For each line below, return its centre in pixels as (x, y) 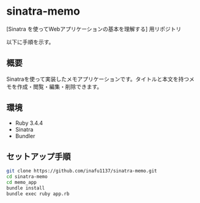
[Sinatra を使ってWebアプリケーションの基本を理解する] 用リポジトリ (94, 29)
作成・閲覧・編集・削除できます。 (60, 86)
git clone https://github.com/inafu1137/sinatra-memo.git (82, 171)
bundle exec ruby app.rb (38, 194)
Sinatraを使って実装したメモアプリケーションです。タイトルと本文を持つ (98, 79)
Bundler (25, 136)
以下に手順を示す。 (30, 42)
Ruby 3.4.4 (29, 123)
